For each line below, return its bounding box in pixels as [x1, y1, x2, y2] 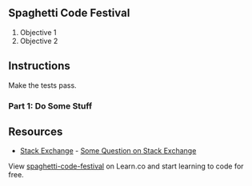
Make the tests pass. [8, 80, 78, 90]
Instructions [8, 59, 70, 73]
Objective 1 [19, 27, 57, 37]
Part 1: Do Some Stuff [8, 100, 93, 111]
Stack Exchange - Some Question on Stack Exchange [19, 146, 197, 156]
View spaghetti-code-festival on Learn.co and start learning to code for [8, 161, 244, 171]
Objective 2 [19, 36, 58, 46]
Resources [8, 125, 63, 138]
